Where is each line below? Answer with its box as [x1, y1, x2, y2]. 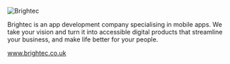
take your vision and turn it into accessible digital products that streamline [7, 28, 223, 36]
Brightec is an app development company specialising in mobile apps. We [7, 20, 223, 28]
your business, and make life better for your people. [7, 35, 159, 44]
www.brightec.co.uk [7, 49, 67, 57]
